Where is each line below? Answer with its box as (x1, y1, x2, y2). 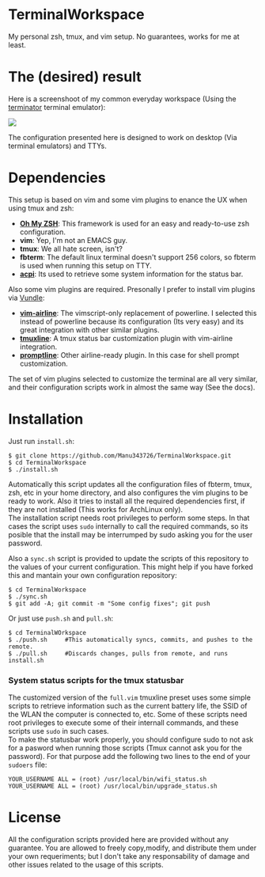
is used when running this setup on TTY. (19, 260, 152, 270)
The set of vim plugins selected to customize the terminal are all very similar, (8, 374, 258, 383)
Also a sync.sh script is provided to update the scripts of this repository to (8, 553, 249, 563)
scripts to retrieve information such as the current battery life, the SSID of (8, 701, 248, 711)
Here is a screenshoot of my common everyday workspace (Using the (8, 93, 237, 104)
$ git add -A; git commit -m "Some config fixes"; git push (8, 599, 211, 607)
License (8, 809, 62, 826)
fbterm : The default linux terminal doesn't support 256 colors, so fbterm (19, 252, 256, 262)
